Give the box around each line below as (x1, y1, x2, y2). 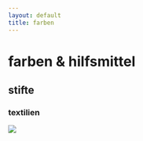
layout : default (8, 11, 61, 20)
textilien (8, 107, 41, 117)
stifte (8, 84, 35, 97)
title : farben (8, 19, 55, 27)
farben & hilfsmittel (8, 52, 136, 70)
